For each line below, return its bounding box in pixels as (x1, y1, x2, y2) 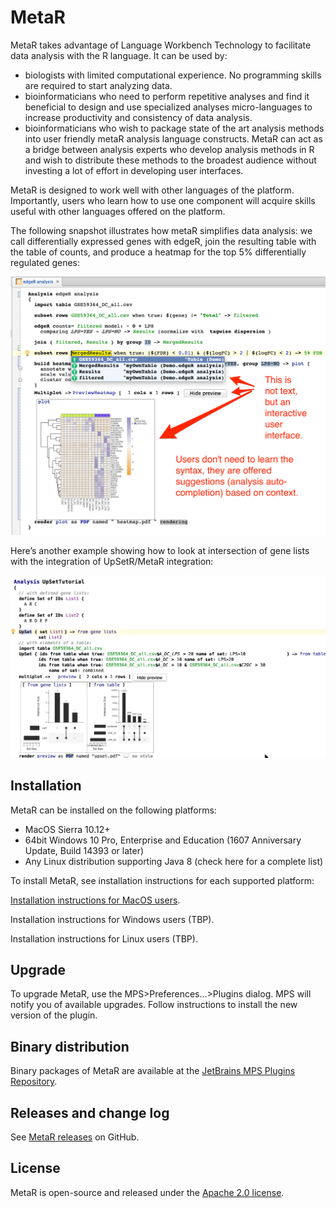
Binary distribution (10, 1038, 130, 1055)
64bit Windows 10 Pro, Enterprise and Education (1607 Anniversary (24, 834, 302, 846)
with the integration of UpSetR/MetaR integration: (10, 555, 214, 567)
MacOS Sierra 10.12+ (24, 823, 111, 835)
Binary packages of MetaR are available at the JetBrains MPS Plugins (10, 1065, 296, 1077)
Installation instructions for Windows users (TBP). (10, 913, 215, 925)
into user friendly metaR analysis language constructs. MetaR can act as (24, 132, 323, 145)
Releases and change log (10, 1104, 170, 1121)
